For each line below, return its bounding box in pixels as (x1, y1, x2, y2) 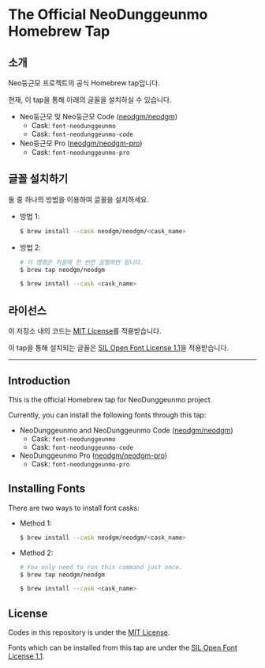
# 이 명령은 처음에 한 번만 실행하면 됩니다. (19, 259, 144, 266)
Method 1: (19, 518, 53, 527)
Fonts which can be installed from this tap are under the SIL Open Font (8, 643, 238, 653)
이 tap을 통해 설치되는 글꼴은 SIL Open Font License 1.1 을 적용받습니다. (8, 343, 230, 353)
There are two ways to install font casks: (8, 503, 140, 512)
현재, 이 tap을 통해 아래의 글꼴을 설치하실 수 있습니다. (8, 95, 172, 104)
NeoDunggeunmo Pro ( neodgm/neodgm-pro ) (19, 451, 168, 460)
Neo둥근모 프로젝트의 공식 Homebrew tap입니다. (8, 78, 160, 88)
